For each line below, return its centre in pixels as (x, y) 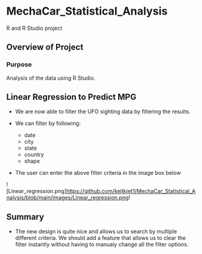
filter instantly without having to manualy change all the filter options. (102, 244)
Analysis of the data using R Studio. (51, 78)
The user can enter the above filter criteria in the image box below (98, 173)
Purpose (19, 65)
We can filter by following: (48, 124)
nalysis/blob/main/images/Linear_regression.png (68, 198)
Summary (25, 217)
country (34, 155)
